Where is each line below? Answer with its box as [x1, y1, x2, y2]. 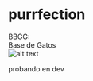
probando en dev [8, 64, 65, 73]
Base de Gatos [8, 40, 56, 49]
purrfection [8, 6, 86, 24]
